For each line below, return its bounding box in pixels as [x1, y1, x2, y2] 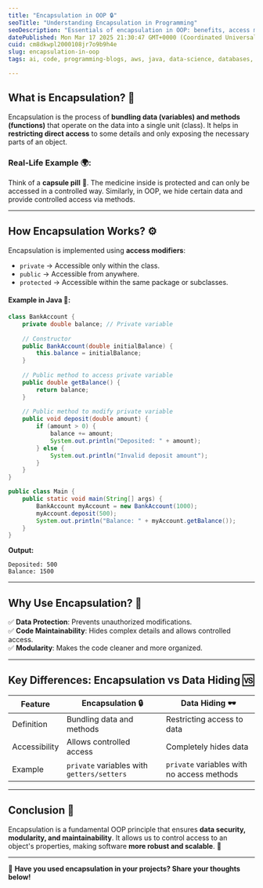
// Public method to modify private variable [22, 407, 174, 416]
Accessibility [12, 741, 59, 752]
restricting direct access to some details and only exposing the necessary [8, 129, 250, 138]
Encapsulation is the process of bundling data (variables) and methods [8, 111, 240, 122]
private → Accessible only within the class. [19, 261, 160, 270]
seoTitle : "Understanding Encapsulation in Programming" [8, 19, 198, 27]
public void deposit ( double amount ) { [22, 415, 149, 423]
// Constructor [22, 334, 72, 342]
